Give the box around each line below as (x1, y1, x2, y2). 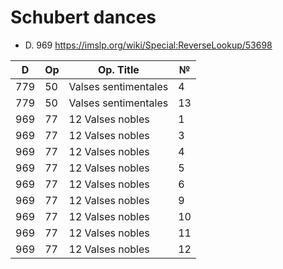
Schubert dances (10, 6, 157, 29)
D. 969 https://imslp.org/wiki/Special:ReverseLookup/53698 (24, 39, 273, 51)
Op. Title (97, 62, 140, 76)
